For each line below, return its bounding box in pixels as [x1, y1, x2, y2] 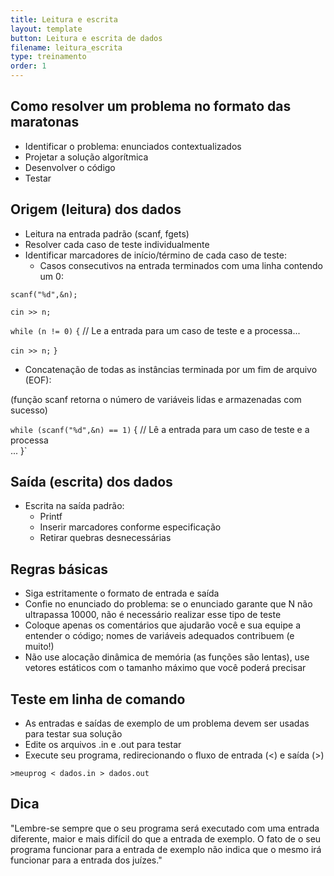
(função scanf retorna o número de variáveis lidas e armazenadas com [10, 393, 302, 405]
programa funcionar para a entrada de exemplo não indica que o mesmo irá [10, 843, 322, 855]
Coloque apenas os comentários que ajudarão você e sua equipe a [24, 619, 302, 631]
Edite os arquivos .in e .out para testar [24, 739, 182, 751]
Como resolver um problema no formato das [10, 98, 292, 115]
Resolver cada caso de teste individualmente [24, 238, 210, 250]
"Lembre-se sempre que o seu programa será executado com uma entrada [10, 822, 320, 834]
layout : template [10, 24, 83, 34]
